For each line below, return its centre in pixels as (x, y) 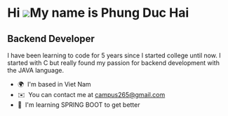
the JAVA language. (36, 70)
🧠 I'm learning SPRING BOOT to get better (79, 105)
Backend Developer (51, 39)
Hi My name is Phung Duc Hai (98, 13)
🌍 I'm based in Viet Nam (54, 84)
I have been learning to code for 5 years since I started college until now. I (114, 55)
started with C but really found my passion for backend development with (113, 63)
